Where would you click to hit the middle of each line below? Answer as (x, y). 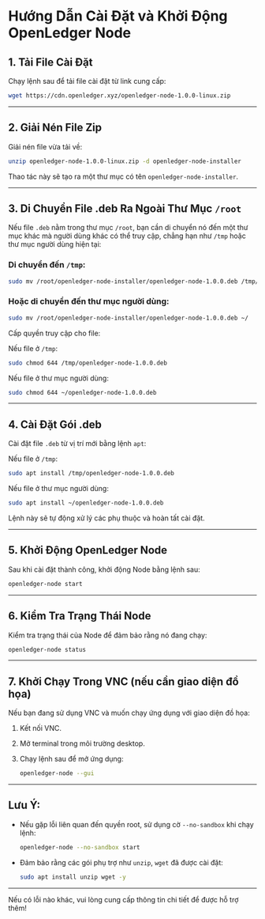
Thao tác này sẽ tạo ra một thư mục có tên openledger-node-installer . (123, 176)
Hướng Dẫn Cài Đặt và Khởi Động (118, 16)
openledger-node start (45, 584)
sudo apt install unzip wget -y (73, 877)
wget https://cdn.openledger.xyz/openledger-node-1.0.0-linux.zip (119, 96)
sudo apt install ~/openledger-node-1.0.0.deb (86, 503)
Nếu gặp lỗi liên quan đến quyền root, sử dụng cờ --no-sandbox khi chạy (136, 824)
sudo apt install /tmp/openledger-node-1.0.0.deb (91, 474)
